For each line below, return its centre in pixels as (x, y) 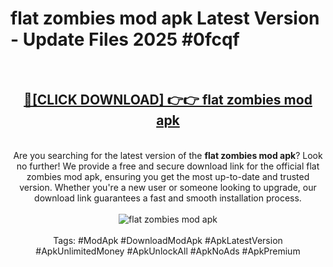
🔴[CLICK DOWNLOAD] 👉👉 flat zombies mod (168, 100)
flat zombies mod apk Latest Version (165, 18)
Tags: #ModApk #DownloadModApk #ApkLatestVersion (168, 240)
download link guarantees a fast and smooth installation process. (168, 198)
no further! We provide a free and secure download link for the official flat (168, 166)
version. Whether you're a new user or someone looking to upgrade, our (168, 187)
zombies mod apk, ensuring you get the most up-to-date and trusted (168, 176)
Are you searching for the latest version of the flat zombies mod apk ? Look (168, 155)
